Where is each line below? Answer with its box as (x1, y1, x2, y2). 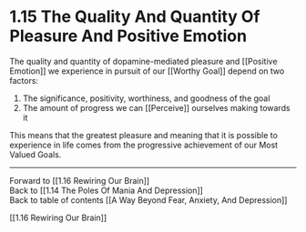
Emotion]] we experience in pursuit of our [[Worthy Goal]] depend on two (9, 66, 285, 76)
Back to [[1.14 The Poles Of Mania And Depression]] (9, 185, 203, 196)
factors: (9, 75, 39, 86)
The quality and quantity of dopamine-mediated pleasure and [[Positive (9, 55, 278, 66)
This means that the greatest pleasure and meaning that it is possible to (9, 129, 278, 140)
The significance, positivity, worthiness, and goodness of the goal (22, 93, 270, 104)
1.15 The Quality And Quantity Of (9, 6, 260, 27)
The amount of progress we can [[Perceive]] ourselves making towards (22, 102, 291, 113)
